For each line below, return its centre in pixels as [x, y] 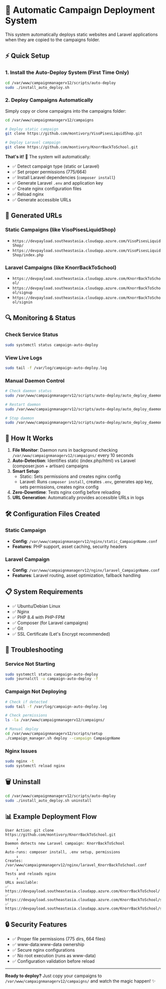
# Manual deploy [22, 729]
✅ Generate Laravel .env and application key [58, 183]
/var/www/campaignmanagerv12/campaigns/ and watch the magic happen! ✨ [80, 981]
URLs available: [22, 883]
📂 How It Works [29, 438]
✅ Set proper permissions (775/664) [49, 172]
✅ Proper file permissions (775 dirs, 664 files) [59, 939]
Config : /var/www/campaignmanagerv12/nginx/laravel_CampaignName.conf [86, 570]
